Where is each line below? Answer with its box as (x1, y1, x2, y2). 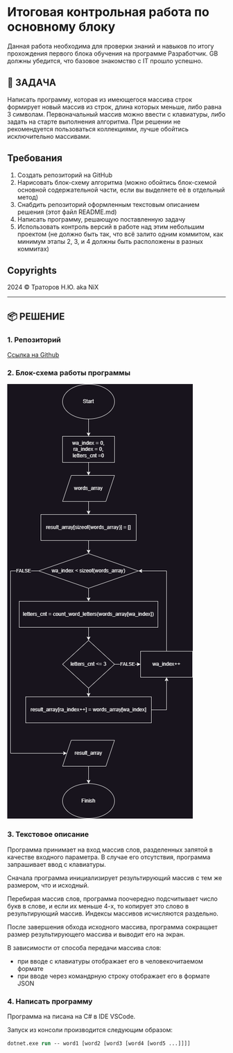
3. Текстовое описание (7, 829, 89, 839)
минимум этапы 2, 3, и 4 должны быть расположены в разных (17, 237, 203, 245)
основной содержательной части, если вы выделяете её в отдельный (17, 185, 225, 194)
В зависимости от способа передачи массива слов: (7, 943, 162, 952)
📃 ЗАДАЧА (7, 77, 57, 89)
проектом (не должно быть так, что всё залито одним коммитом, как (17, 230, 224, 238)
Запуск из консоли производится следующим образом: (7, 1025, 173, 1034)
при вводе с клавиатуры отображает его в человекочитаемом (17, 956, 203, 965)
